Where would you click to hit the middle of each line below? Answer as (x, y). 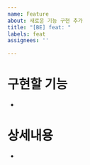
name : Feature (28, 14)
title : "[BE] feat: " (39, 27)
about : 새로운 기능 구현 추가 (45, 21)
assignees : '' (28, 41)
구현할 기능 (38, 85)
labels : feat (27, 34)
